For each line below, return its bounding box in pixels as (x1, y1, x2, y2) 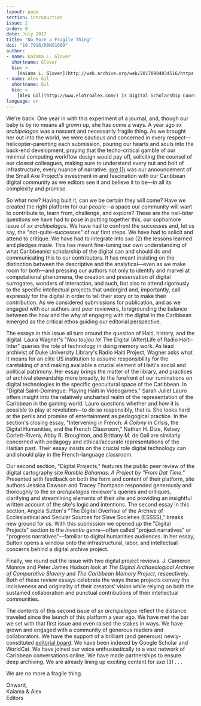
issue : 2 (6, 20, 28, 26)
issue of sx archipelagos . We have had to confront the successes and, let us (6, 222, 195, 229)
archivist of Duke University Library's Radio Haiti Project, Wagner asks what (6, 348, 193, 356)
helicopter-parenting (6, 140, 57, 147)
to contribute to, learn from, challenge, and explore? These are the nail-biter (6, 209, 194, 216)
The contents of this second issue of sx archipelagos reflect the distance (6, 607, 187, 614)
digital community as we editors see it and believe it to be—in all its (6, 178, 172, 186)
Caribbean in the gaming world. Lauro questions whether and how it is (6, 400, 179, 407)
